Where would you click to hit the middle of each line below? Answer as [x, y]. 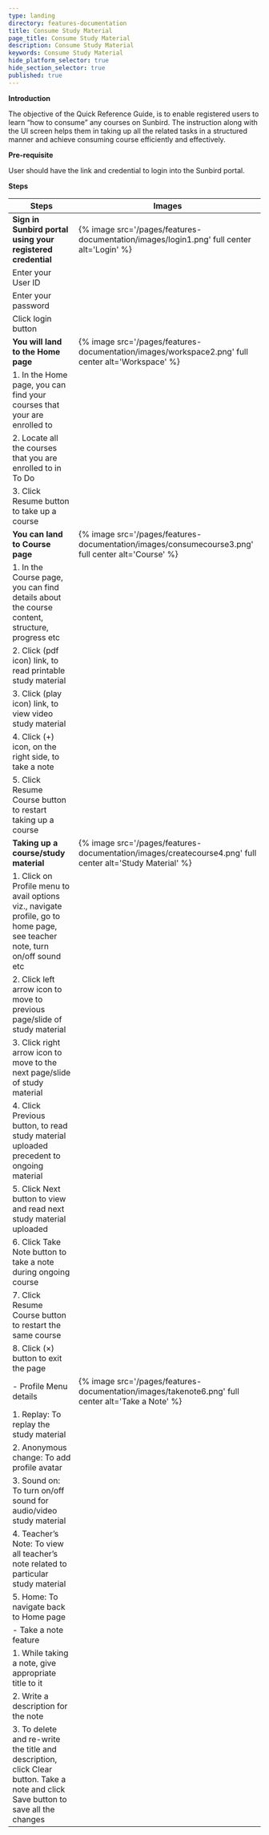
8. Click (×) [33, 1348]
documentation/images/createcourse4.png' [161, 853]
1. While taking [40, 1653]
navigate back [39, 1606]
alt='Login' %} [105, 249]
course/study [39, 853]
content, [28, 617]
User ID [26, 282]
